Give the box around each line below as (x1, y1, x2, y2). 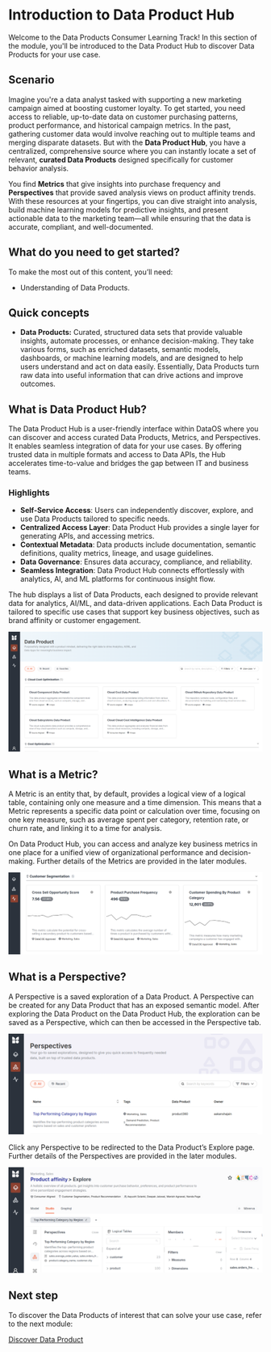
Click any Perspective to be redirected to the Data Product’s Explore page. (8, 1142, 256, 1152)
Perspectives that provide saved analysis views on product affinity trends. (8, 188, 256, 197)
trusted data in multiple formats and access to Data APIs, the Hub (8, 450, 226, 460)
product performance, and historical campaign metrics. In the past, (8, 120, 231, 130)
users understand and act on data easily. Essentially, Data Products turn (19, 362, 260, 371)
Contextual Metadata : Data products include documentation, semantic (19, 540, 256, 549)
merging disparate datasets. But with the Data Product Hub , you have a (8, 138, 246, 147)
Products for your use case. (8, 49, 101, 59)
